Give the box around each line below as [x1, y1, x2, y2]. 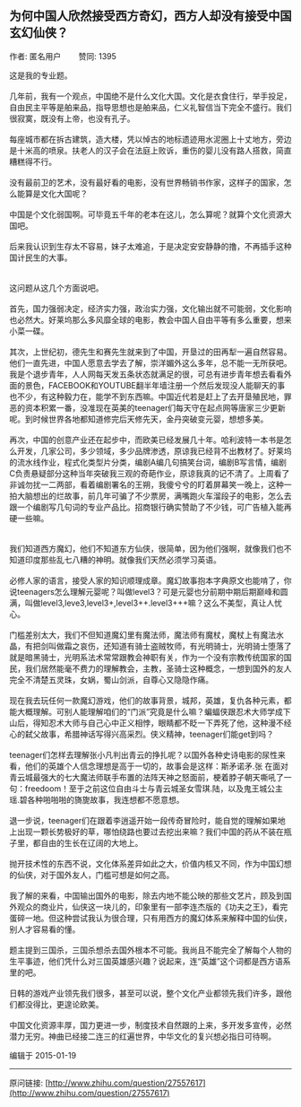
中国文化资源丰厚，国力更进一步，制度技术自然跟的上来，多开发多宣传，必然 [9, 1019, 292, 1030]
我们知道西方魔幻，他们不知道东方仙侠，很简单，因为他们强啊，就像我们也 [9, 543, 284, 553]
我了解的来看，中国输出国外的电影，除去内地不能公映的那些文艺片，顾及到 [9, 890, 284, 901]
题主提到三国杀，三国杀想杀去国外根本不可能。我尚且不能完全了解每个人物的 [9, 945, 292, 955]
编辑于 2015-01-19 [9, 1050, 77, 1060]
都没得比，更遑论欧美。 [16, 998, 104, 1009]
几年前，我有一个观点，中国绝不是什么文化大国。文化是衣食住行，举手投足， [9, 91, 292, 101]
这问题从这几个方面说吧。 [9, 282, 104, 293]
